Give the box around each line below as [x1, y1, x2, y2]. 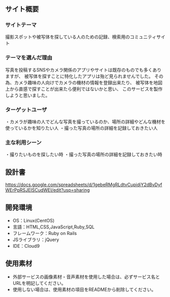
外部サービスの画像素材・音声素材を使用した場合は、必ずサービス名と [12, 274, 160, 280]
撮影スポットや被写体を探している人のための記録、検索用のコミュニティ [5, 34, 157, 40]
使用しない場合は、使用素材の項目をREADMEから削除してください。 [12, 286, 156, 292]
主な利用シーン [5, 139, 42, 146]
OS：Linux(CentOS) [12, 218, 55, 223]
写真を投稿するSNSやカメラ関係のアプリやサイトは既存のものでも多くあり [5, 67, 162, 73]
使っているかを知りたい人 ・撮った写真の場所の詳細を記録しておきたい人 [5, 125, 158, 131]
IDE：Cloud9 [12, 243, 40, 249]
